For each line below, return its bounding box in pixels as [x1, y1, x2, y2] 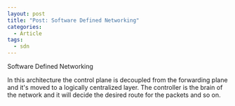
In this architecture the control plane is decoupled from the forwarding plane [7, 76, 228, 84]
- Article [13, 29, 42, 37]
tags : [7, 37, 23, 44]
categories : [7, 23, 42, 30]
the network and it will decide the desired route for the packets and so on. [7, 91, 221, 99]
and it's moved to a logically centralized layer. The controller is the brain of [7, 84, 223, 91]
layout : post [7, 10, 46, 18]
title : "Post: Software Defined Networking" [7, 17, 140, 24]
